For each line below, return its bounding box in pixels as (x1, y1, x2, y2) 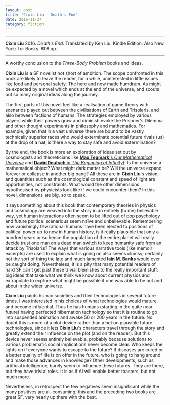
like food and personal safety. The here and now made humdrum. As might (5, 81, 161, 87)
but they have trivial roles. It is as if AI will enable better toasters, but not (5, 368, 156, 375)
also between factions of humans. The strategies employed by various (5, 112, 152, 118)
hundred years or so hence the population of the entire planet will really (5, 234, 154, 241)
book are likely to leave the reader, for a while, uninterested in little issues (5, 76, 158, 82)
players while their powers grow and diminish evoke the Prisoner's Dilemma (5, 118, 163, 124)
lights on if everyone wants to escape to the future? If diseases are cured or (5, 347, 163, 353)
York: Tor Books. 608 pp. (5, 46, 57, 52)
